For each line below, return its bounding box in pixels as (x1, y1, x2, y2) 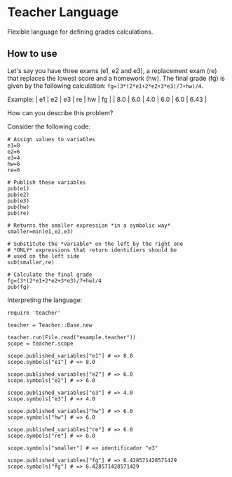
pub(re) (7, 209, 30, 216)
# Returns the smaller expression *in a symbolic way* (7, 222, 171, 229)
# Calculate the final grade (7, 271, 93, 278)
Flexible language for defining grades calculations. (7, 27, 153, 36)
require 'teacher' (7, 309, 61, 316)
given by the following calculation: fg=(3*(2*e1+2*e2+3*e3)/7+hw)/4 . (7, 81, 204, 90)
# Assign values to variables (7, 136, 96, 143)
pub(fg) (7, 283, 30, 290)
